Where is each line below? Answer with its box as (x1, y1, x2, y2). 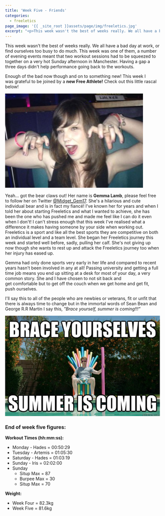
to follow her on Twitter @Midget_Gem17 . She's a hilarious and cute (5, 198, 141, 204)
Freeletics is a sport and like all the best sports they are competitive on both (5, 229, 159, 235)
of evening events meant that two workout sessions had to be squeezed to (5, 53, 156, 59)
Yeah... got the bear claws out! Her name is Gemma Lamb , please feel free (5, 193, 156, 199)
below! (5, 84, 19, 90)
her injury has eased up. (5, 250, 54, 256)
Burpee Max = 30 (19, 476, 55, 482)
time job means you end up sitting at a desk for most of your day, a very (5, 270, 151, 276)
